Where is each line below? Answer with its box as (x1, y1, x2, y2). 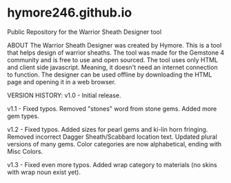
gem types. (7, 112, 39, 120)
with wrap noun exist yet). (7, 168, 81, 176)
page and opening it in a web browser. (7, 77, 116, 86)
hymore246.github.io (7, 5, 132, 21)
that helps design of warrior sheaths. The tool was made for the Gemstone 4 (7, 48, 225, 57)
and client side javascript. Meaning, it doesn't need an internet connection (7, 63, 219, 71)
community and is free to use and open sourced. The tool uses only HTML (7, 55, 219, 64)
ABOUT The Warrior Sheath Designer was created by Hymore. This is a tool (7, 41, 222, 49)
